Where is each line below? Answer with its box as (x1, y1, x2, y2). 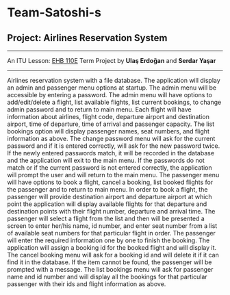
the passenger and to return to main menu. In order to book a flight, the (7, 185, 208, 193)
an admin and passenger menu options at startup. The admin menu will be (7, 84, 217, 92)
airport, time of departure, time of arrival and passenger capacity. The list (7, 120, 214, 128)
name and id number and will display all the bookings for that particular (7, 272, 207, 281)
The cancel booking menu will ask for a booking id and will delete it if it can (7, 251, 219, 259)
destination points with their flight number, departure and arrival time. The (7, 207, 216, 215)
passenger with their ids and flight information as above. (7, 280, 166, 288)
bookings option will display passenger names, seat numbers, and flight (7, 127, 210, 135)
